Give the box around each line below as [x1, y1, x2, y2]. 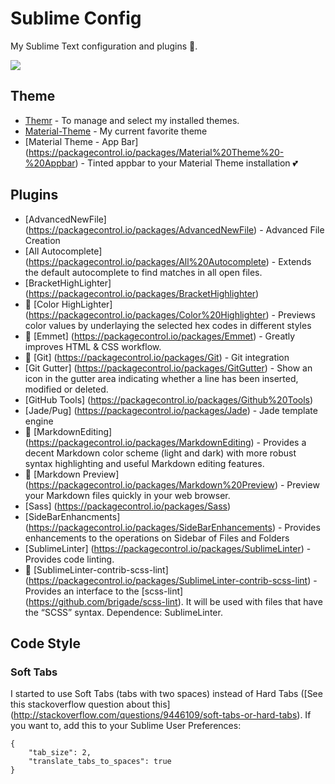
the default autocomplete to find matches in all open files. [24, 266, 263, 278]
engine [24, 415, 54, 427]
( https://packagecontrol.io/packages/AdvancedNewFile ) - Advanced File [24, 223, 325, 236]
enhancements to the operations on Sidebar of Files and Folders [24, 532, 290, 544]
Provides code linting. [24, 553, 115, 565]
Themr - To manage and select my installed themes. [24, 114, 240, 126]
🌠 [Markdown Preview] [24, 468, 120, 480]
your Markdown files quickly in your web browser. [24, 489, 231, 501]
